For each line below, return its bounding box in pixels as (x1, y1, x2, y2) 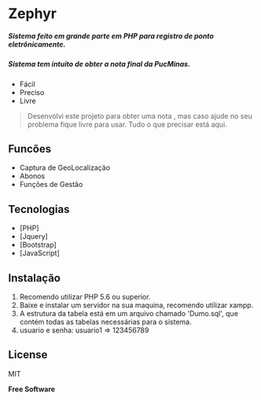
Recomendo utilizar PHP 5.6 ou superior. (19, 292, 151, 301)
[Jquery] (19, 232, 49, 241)
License (8, 348, 48, 361)
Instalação (8, 271, 61, 284)
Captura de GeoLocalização (19, 163, 111, 173)
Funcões (8, 142, 52, 156)
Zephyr (8, 5, 57, 23)
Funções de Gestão (19, 180, 83, 189)
